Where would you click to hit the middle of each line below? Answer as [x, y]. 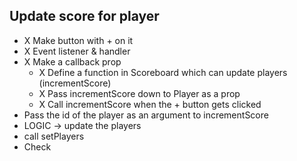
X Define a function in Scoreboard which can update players [163, 72]
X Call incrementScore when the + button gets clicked [150, 104]
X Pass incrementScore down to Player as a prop [139, 93]
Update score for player [84, 16]
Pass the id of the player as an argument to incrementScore [146, 115]
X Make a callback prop [72, 61]
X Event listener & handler [77, 51]
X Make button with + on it [78, 40]
